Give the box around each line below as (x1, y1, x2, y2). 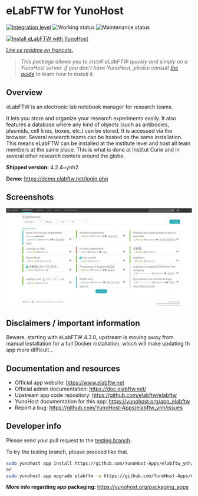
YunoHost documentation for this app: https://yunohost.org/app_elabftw (14, 398, 190, 405)
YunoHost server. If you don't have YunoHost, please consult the (20, 64, 179, 71)
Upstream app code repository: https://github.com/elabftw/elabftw (14, 391, 177, 399)
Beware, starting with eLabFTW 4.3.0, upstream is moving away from (6, 334, 174, 341)
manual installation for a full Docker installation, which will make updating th (6, 340, 190, 347)
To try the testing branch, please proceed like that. (6, 448, 129, 455)
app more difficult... (6, 346, 54, 353)
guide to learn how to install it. (20, 70, 94, 77)
